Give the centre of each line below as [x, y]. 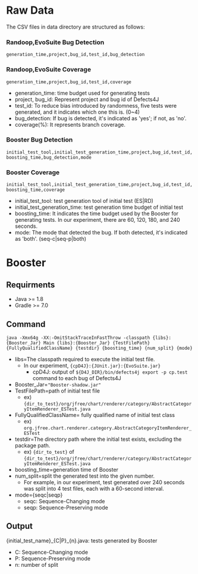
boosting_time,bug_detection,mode [49, 157]
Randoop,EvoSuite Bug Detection [55, 42]
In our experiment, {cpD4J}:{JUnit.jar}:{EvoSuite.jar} [92, 365]
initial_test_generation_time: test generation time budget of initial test [99, 207]
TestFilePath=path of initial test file [57, 391]
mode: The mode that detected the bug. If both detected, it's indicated [101, 233]
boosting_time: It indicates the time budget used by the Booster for [97, 214]
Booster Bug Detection [40, 140]
